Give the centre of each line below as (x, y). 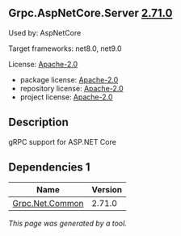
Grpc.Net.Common (48, 204)
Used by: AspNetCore (45, 32)
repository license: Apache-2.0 (72, 88)
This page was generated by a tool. (67, 223)
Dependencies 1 (49, 168)
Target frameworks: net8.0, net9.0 (65, 48)
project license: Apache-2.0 (66, 97)
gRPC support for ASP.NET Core (63, 141)
